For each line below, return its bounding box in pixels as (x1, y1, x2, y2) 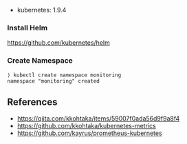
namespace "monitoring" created (7, 77, 100, 85)
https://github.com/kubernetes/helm (7, 39, 110, 47)
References (7, 96, 58, 107)
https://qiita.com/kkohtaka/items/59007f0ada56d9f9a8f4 (16, 114, 180, 123)
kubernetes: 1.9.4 (16, 6, 67, 14)
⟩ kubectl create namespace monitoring (7, 72, 122, 79)
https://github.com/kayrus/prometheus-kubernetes (16, 129, 163, 137)
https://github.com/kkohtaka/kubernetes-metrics (16, 122, 156, 130)
